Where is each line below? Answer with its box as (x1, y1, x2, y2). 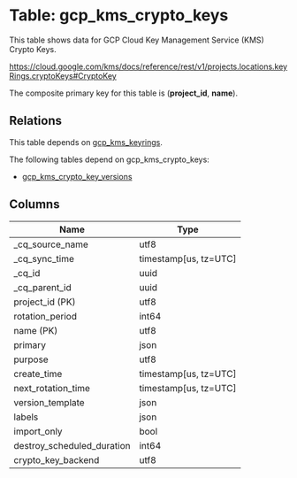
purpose (13, 353, 49, 366)
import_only (13, 425, 64, 437)
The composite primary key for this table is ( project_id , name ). (9, 88, 239, 98)
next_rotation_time (13, 382, 91, 394)
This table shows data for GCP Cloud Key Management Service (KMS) (9, 35, 265, 45)
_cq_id (13, 266, 41, 279)
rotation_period (13, 310, 78, 322)
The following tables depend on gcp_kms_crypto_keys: (9, 154, 209, 165)
